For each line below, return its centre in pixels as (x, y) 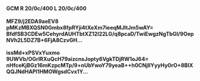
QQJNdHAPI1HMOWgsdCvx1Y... (47, 72)
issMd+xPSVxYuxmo (33, 53)
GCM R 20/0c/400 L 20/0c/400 (46, 8)
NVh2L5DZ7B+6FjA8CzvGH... (44, 40)
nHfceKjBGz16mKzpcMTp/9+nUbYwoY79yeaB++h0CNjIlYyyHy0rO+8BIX (100, 66)
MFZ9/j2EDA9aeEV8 (32, 21)
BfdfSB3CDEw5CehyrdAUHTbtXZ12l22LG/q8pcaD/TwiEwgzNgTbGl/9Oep (100, 34)
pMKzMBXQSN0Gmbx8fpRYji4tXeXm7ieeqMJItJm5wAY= (80, 28)
